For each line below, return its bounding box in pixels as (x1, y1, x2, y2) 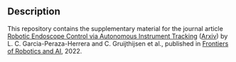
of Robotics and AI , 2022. (7, 46, 82, 55)
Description (7, 6, 60, 18)
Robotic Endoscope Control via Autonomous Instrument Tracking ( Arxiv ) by (7, 32, 228, 40)
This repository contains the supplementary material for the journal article (7, 24, 224, 32)
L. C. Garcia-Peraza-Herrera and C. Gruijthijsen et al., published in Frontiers (7, 39, 229, 48)
